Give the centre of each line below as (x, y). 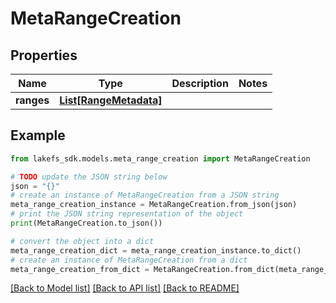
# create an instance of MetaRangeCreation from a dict (129, 260)
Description (200, 83)
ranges (32, 100)
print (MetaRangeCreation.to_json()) (86, 223)
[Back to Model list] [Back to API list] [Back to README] (125, 288)
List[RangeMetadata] (111, 100)
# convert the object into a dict (82, 241)
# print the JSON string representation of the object (127, 214)
